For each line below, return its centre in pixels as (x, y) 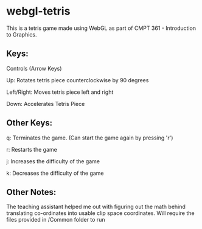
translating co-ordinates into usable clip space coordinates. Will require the (100, 213)
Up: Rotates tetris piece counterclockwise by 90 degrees (78, 80)
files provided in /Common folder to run (56, 220)
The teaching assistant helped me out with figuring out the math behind (96, 207)
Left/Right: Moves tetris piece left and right (60, 92)
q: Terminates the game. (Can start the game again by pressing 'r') (90, 138)
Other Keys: (30, 123)
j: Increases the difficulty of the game (53, 161)
